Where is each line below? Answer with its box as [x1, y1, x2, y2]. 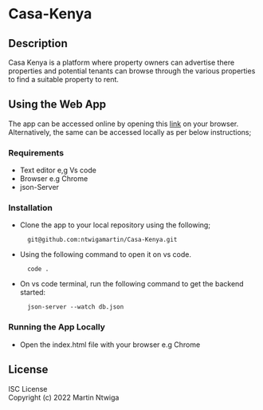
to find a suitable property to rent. [8, 75, 120, 84]
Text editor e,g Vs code [19, 165, 97, 175]
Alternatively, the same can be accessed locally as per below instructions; [8, 127, 252, 136]
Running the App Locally [8, 321, 106, 333]
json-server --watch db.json [27, 303, 124, 311]
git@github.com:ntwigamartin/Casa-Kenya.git [27, 236, 178, 244]
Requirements [8, 147, 65, 158]
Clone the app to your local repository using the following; [19, 220, 211, 230]
